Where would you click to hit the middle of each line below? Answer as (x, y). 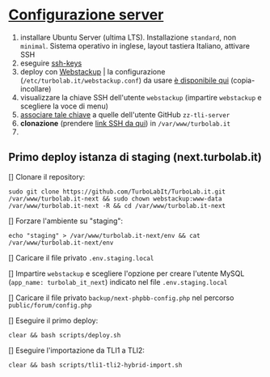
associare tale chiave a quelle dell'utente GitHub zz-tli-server (125, 114)
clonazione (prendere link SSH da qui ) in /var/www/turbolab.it (125, 123)
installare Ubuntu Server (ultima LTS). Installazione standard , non (128, 37)
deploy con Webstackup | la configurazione (93, 71)
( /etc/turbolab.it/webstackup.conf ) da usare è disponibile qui (124, 80)
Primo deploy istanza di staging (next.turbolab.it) (135, 157)
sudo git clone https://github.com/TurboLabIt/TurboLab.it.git (117, 192)
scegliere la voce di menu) (64, 106)
